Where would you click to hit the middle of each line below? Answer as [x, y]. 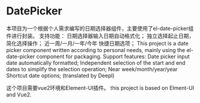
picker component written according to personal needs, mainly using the [96, 50]
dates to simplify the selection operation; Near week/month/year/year [92, 69]
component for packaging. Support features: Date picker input [113, 56]
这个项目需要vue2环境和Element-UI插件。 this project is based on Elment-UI [100, 87]
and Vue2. [19, 95]
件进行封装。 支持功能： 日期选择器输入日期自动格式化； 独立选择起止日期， [100, 36]
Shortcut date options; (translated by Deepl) [60, 75]
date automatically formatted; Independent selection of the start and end [96, 63]
